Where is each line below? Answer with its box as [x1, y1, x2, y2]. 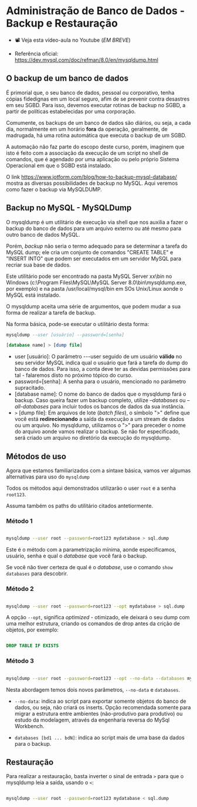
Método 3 [6, 657, 34, 665]
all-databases [14, 403, 49, 410]
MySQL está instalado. [6, 291, 60, 298]
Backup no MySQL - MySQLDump [6, 203, 132, 213]
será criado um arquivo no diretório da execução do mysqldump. [14, 434, 171, 441]
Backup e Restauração [6, 16, 118, 30]
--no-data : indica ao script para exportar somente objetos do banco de [14, 698, 186, 705]
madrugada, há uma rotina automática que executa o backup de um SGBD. [6, 131, 186, 139]
